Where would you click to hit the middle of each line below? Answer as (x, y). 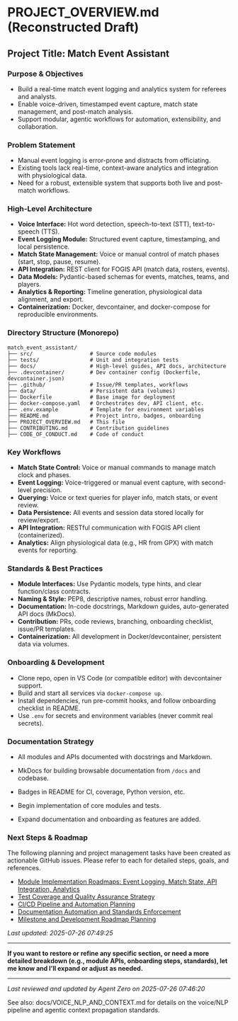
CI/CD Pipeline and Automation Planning (76, 904)
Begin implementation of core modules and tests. (89, 805)
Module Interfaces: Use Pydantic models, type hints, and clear (109, 584)
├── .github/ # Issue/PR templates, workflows (98, 384)
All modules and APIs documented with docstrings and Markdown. (115, 757)
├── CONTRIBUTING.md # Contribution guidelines (89, 428)
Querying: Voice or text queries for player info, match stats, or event (118, 498)
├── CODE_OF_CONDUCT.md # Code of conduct (75, 434)
